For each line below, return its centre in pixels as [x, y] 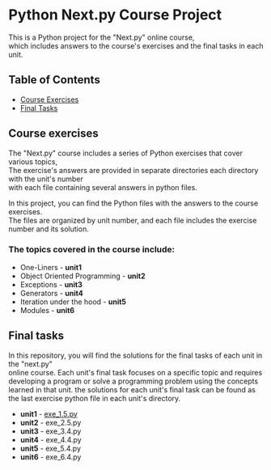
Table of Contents [55, 80]
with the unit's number [46, 179]
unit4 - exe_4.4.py [51, 439]
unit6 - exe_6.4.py [51, 457]
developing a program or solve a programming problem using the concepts [133, 381]
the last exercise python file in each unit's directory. [95, 398]
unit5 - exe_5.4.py [50, 448]
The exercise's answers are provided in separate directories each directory [133, 170]
